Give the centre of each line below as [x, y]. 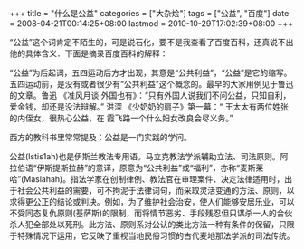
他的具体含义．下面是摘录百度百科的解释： [89, 53]
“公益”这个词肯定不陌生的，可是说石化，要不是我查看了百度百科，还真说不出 [152, 42]
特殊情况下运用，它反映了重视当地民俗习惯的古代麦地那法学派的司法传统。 [156, 235]
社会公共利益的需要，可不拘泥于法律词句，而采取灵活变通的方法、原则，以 [156, 190]
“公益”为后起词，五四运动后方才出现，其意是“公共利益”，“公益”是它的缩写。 [151, 72]
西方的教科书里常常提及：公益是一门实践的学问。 [100, 137]
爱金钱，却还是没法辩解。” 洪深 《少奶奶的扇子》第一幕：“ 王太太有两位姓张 [149, 106]
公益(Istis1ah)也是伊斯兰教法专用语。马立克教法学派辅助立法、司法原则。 [145, 156]
